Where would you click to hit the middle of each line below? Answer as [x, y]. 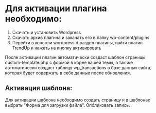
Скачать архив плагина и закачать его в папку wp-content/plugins [81, 38]
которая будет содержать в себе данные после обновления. [68, 73]
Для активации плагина [56, 9]
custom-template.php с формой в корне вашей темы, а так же [69, 62]
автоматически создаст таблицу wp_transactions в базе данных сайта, [78, 67]
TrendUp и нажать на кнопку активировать [57, 48]
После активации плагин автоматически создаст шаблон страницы [75, 57]
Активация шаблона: [39, 88]
